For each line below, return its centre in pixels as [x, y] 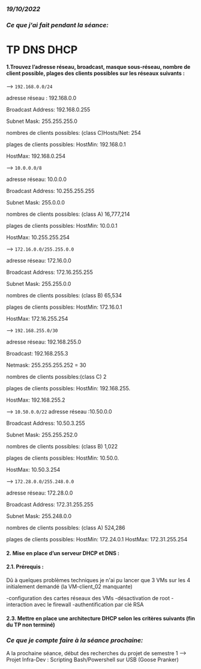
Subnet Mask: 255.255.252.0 [42, 435]
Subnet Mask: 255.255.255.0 [42, 121]
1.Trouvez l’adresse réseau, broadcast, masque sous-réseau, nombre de [98, 67]
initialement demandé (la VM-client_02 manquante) [70, 587]
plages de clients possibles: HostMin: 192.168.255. [68, 388]
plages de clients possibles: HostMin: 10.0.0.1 [62, 226]
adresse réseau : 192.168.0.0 [41, 98]
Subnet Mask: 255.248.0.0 [39, 516]
